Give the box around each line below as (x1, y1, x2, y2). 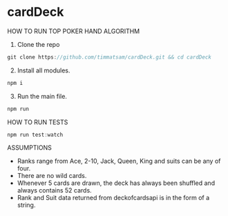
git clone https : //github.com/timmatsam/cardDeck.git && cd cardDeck (7, 53, 212, 61)
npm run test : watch (7, 131, 64, 138)
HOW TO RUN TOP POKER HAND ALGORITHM (7, 27, 140, 35)
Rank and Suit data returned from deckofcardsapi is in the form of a (17, 194, 210, 202)
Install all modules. (17, 66, 70, 75)
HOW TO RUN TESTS (7, 118, 68, 126)
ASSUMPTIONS (7, 144, 52, 152)
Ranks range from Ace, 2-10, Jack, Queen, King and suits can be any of (17, 157, 221, 166)
